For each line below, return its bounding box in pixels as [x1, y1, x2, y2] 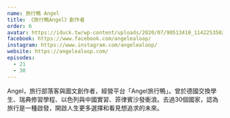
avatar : [7, 29, 29, 36]
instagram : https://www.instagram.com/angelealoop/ [7, 42, 157, 48]
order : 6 [7, 23, 32, 29]
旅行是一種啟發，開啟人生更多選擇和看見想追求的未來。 [7, 104, 163, 112]
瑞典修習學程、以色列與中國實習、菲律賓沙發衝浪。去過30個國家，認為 [18, 95, 219, 103]
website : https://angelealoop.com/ [7, 48, 109, 55]
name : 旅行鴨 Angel [7, 10, 60, 17]
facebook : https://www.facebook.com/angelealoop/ [7, 35, 152, 42]
